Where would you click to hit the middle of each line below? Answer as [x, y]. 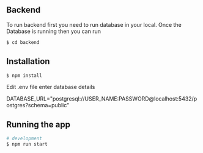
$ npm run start [27, 144]
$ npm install [24, 76]
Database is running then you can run [54, 31]
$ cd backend [23, 42]
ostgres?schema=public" [38, 105]
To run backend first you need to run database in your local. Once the [94, 24]
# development [24, 139]
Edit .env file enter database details [51, 87]
